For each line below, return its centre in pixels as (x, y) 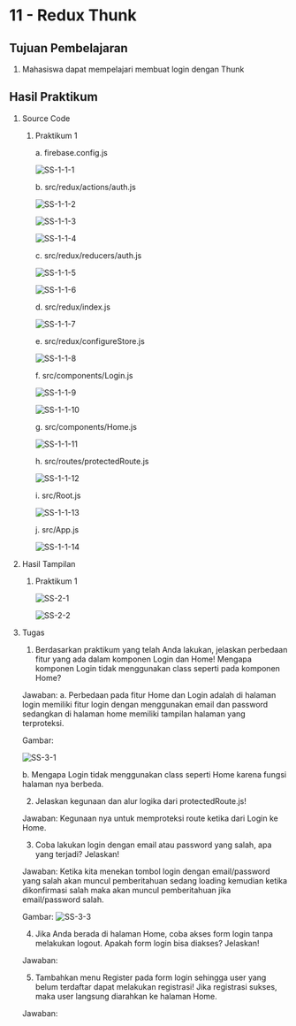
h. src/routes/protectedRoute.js (92, 461)
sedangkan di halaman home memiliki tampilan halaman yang (133, 714)
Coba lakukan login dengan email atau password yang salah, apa (153, 845)
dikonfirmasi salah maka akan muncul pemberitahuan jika (126, 890)
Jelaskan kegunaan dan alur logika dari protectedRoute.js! (141, 800)
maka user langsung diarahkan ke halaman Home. (126, 996)
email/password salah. (63, 900)
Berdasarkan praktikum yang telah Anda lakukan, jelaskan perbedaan (161, 649)
